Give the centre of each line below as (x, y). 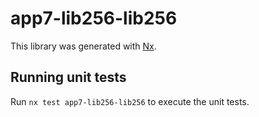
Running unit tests (68, 77)
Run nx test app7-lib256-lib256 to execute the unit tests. (130, 101)
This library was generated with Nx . (83, 46)
